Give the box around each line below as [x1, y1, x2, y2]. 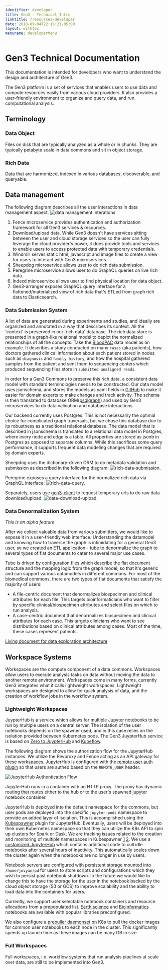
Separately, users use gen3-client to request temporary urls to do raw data [5, 490, 160, 496]
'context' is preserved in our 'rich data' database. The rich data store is [5, 329, 152, 335]
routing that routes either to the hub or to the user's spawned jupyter [5, 789, 147, 795]
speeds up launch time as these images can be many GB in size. [5, 930, 138, 936]
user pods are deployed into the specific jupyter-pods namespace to [5, 809, 147, 815]
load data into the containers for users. [5, 889, 86, 895]
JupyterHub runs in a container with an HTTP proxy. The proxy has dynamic [5, 784, 162, 790]
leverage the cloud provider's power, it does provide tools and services [12, 240, 159, 247]
